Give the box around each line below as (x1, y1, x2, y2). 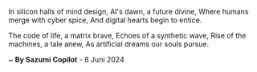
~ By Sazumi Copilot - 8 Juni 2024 (8, 55, 124, 64)
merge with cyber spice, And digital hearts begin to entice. (8, 15, 202, 25)
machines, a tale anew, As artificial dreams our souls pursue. (8, 39, 210, 49)
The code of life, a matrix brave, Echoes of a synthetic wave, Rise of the (8, 31, 247, 40)
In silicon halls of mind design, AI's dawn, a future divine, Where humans (8, 7, 249, 16)
